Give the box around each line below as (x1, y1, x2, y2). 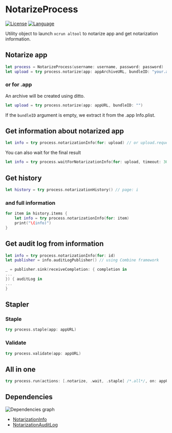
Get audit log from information (5, 240, 104, 248)
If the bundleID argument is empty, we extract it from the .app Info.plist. (5, 112, 156, 118)
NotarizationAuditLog (12, 421, 58, 428)
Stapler (5, 300, 29, 309)
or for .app (5, 81, 32, 88)
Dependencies (5, 393, 53, 401)
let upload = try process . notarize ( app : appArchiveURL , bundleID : (5, 69, 150, 74)
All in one (5, 365, 36, 374)
